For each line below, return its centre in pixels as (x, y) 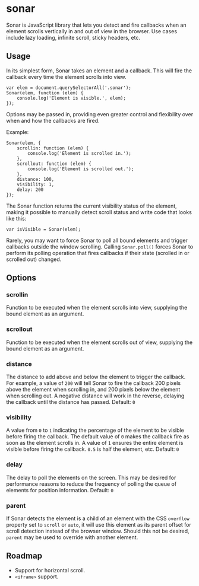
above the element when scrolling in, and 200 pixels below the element (93, 390)
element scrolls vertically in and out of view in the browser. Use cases (91, 31)
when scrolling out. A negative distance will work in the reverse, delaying (95, 396)
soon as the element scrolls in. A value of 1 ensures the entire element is (95, 443)
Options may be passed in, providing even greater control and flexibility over (100, 114)
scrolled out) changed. (34, 259)
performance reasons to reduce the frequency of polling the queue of (91, 484)
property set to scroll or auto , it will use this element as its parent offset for (99, 524)
